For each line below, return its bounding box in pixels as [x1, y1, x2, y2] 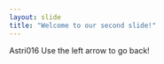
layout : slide [9, 12, 62, 22]
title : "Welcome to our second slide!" [9, 21, 157, 30]
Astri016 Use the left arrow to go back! [9, 45, 151, 55]
